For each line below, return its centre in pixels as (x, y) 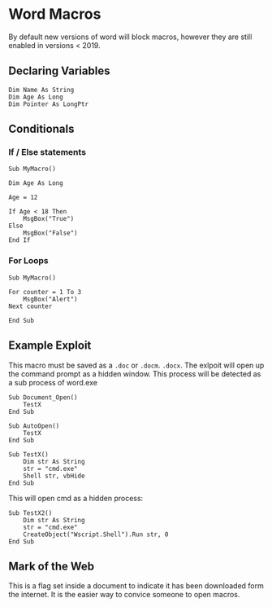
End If (19, 240)
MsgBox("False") (51, 233)
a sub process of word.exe (53, 382)
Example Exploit (50, 346)
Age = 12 (23, 198)
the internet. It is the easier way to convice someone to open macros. (124, 595)
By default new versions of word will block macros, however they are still (130, 37)
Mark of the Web (52, 566)
